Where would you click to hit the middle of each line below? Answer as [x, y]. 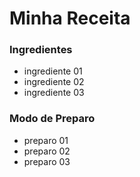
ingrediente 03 [54, 93]
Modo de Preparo [52, 119]
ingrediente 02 [54, 82]
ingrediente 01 [53, 71]
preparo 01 [46, 140]
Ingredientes [41, 50]
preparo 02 [47, 151]
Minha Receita [70, 18]
